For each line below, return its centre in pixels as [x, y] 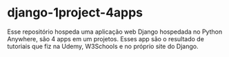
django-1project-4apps [75, 13]
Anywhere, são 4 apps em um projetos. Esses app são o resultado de [106, 38]
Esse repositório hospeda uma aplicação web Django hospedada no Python [115, 32]
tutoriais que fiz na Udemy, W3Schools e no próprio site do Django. [103, 46]
